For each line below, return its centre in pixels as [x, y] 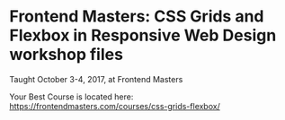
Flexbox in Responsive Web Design [143, 35]
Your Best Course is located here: [71, 97]
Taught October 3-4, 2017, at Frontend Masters [96, 79]
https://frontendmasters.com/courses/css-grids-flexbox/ [115, 106]
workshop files [67, 55]
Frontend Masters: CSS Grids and [137, 17]
